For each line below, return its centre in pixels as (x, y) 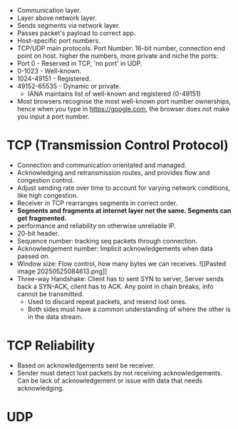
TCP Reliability (51, 346)
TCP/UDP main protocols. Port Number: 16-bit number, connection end (121, 48)
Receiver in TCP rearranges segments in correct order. (97, 203)
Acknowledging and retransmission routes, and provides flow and (113, 172)
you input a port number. (53, 116)
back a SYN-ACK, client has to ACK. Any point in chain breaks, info (115, 286)
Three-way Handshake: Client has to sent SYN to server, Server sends (120, 278)
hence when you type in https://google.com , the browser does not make (123, 109)
